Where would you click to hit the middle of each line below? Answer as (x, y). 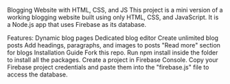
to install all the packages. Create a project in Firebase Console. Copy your (113, 60)
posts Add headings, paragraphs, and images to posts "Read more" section (114, 45)
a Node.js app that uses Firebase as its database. (77, 24)
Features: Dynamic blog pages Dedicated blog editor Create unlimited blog (113, 38)
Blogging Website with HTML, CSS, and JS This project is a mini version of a (115, 10)
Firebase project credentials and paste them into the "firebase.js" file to (108, 67)
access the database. (37, 74)
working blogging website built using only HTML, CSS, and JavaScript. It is (113, 17)
